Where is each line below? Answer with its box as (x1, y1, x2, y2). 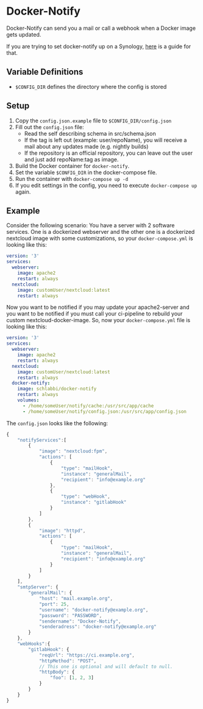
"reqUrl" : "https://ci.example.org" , (38, 652, 135, 658)
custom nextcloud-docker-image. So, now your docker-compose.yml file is (6, 317, 191, 324)
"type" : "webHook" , (60, 493, 111, 500)
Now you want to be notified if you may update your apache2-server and (6, 303, 190, 311)
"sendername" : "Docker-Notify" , (38, 618, 121, 624)
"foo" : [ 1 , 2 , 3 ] (49, 675, 94, 681)
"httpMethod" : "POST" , (38, 658, 97, 664)
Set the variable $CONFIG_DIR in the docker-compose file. (15, 169, 157, 176)
